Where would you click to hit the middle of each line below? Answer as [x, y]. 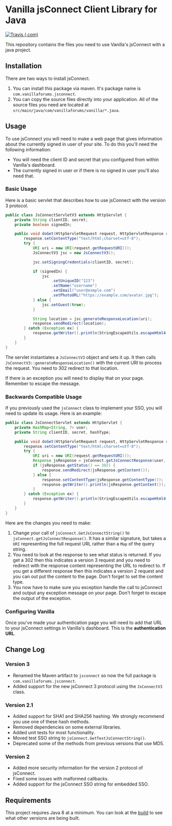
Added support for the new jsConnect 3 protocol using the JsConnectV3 [88, 686]
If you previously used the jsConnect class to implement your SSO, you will [84, 408]
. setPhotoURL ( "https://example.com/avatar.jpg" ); [105, 295]
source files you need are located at [51, 105]
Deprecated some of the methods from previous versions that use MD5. [89, 743]
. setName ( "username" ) [74, 286]
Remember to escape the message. [43, 384]
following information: [28, 149]
